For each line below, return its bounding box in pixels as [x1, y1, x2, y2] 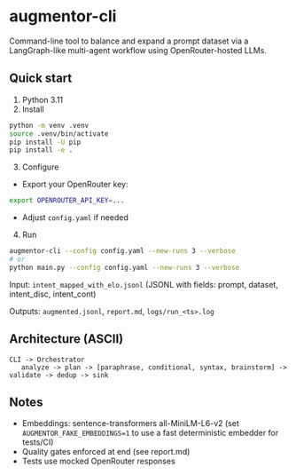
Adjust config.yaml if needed [21, 212, 129, 223]
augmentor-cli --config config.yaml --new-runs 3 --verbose [9, 247, 237, 256]
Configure [21, 162, 59, 172]
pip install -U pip [9, 138, 82, 146]
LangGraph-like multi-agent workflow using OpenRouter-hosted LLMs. [9, 44, 268, 55]
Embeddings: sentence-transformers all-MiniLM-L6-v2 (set [21, 418, 239, 429]
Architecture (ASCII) [9, 331, 124, 347]
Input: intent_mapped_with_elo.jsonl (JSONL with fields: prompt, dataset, [9, 279, 279, 289]
